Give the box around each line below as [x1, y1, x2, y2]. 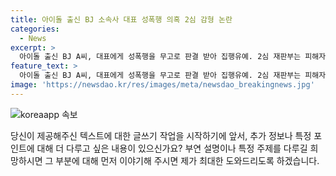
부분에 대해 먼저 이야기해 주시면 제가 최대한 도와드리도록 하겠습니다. [55, 154, 320, 166]
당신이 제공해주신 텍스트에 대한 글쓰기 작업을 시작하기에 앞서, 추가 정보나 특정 [10, 129, 312, 141]
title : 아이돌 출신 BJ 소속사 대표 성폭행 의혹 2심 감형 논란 [10, 14, 233, 25]
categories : [10, 24, 60, 34]
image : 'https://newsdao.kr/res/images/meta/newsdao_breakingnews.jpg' [10, 80, 315, 90]
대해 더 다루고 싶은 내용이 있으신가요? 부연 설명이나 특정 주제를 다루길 [36, 142, 308, 154]
